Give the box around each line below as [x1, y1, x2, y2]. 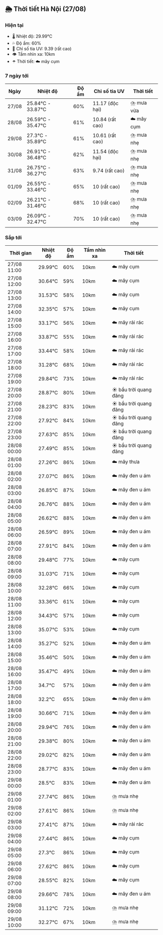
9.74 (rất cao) [93, 167, 125, 174]
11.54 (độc [93, 148, 119, 155]
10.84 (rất [93, 116, 116, 123]
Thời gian [9, 250, 32, 256]
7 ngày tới [5, 72, 29, 79]
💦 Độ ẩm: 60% [12, 40, 41, 46]
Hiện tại [5, 22, 24, 29]
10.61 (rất [93, 132, 116, 139]
